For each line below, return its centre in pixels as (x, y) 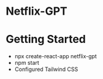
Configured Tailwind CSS (46, 69)
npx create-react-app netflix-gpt (56, 56)
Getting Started (46, 39)
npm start (27, 63)
